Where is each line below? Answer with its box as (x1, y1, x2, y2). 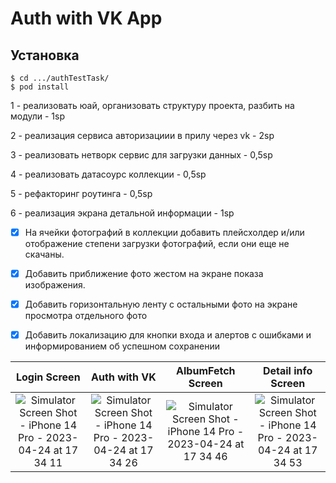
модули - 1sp (10, 110, 66, 122)
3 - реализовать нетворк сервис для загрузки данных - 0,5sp (10, 149, 273, 161)
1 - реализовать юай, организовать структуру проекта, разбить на (10, 100, 295, 111)
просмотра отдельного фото (24, 310, 148, 322)
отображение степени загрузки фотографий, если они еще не (24, 238, 290, 250)
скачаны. (24, 248, 65, 261)
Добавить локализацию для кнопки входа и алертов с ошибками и (24, 329, 312, 341)
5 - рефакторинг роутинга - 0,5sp (10, 188, 153, 199)
